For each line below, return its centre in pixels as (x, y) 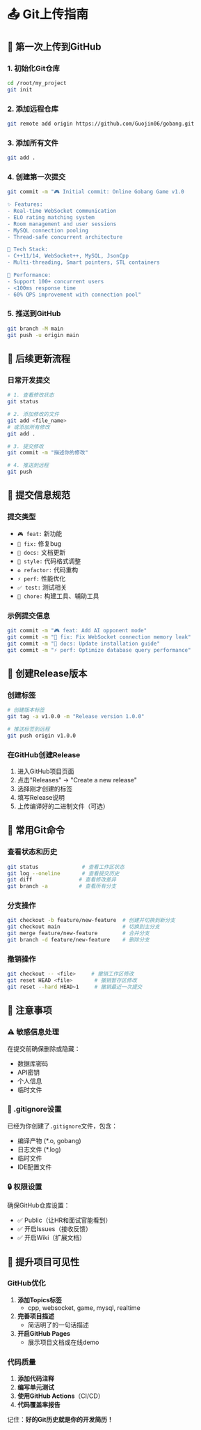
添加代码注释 (35, 1378)
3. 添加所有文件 (33, 142)
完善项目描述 (35, 1316)
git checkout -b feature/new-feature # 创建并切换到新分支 (91, 921)
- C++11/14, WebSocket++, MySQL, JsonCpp (68, 256)
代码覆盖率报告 (39, 1405)
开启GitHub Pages (44, 1333)
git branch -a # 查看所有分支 (62, 886)
